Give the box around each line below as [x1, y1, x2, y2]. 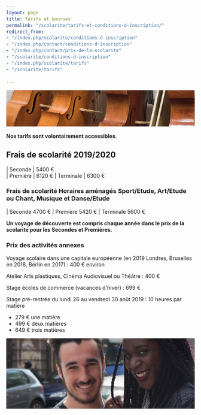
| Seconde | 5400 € [6, 165, 54, 173]
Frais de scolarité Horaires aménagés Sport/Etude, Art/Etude [6, 187, 187, 195]
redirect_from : [6, 29, 44, 35]
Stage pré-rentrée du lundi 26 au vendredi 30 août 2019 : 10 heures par [6, 296, 182, 303]
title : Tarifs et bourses [6, 16, 71, 22]
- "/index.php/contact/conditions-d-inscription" [6, 41, 133, 47]
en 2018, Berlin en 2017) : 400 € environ [6, 261, 105, 268]
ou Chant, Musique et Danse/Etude [6, 195, 110, 203]
